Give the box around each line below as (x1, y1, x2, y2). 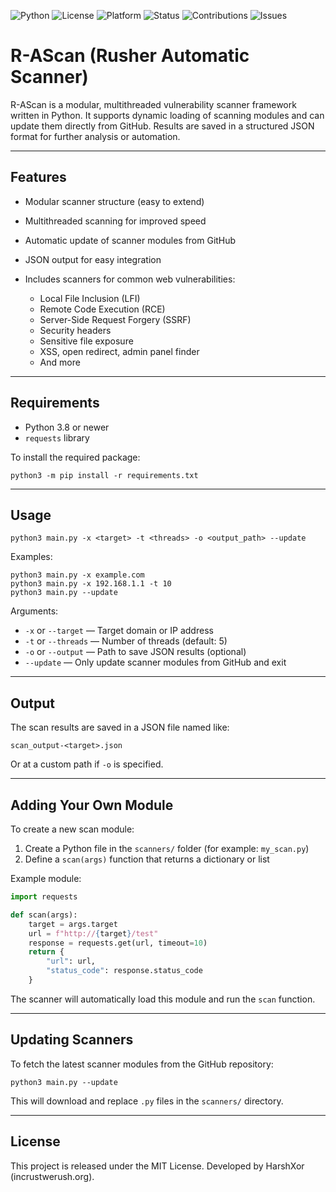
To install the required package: (10, 451, 141, 463)
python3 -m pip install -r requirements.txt (10, 470, 199, 480)
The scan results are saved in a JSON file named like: (10, 721, 230, 734)
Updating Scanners (10, 1031, 134, 1049)
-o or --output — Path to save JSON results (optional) (24, 646, 247, 658)
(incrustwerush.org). (10, 1170, 95, 1182)
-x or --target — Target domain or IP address (24, 625, 214, 637)
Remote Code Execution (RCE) (39, 303, 166, 315)
